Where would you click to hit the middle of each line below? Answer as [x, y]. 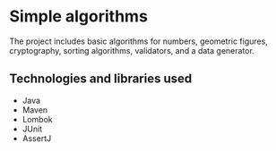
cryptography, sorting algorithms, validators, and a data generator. [132, 50]
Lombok [38, 119]
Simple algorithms [78, 17]
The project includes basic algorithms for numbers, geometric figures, [139, 41]
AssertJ [37, 138]
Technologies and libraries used [101, 79]
